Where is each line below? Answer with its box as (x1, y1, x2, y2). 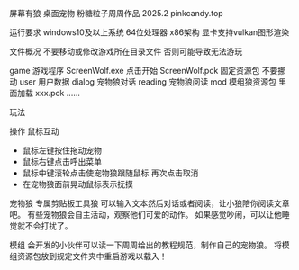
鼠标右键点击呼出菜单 (22, 157, 102, 166)
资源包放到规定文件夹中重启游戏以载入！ (16, 251, 168, 261)
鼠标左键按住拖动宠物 (22, 145, 102, 156)
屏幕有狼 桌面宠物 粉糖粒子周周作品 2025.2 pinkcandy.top (9, 8, 223, 18)
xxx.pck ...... (34, 88, 81, 98)
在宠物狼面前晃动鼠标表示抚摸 (22, 179, 133, 189)
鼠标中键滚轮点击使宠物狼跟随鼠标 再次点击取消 (22, 167, 199, 178)
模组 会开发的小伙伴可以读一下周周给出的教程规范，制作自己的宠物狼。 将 (9, 239, 282, 250)
